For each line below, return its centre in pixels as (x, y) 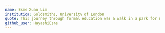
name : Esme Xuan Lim (26, 9)
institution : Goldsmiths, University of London (55, 14)
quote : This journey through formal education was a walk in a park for (81, 18)
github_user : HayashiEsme (31, 23)
